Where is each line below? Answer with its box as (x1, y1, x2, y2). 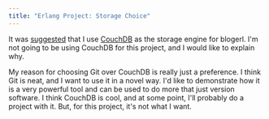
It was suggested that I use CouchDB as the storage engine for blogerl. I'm (8, 34, 258, 44)
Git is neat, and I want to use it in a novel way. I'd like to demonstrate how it (8, 75, 260, 85)
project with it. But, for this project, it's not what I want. (8, 101, 193, 111)
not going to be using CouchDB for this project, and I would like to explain (8, 42, 255, 53)
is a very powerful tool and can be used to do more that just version (8, 84, 236, 94)
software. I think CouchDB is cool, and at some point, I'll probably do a (8, 92, 245, 102)
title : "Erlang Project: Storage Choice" (8, 11, 151, 20)
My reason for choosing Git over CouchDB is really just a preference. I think (8, 66, 262, 77)
